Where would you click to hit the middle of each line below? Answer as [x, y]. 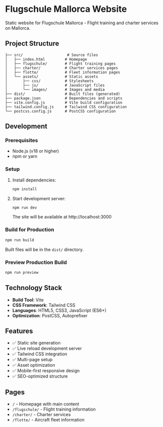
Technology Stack [34, 288]
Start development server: [39, 198]
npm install [24, 189]
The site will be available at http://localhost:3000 [62, 217]
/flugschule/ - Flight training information [54, 409]
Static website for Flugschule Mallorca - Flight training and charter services [82, 23]
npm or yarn [25, 156]
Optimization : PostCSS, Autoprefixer [50, 315]
